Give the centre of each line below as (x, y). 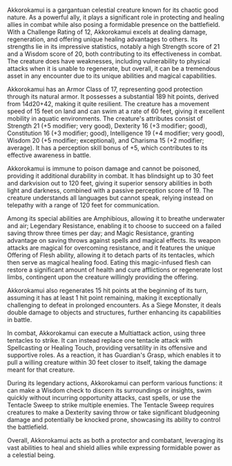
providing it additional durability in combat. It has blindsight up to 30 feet (110, 176)
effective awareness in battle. (49, 155)
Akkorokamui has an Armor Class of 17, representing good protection (105, 89)
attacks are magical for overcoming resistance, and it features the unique (111, 248)
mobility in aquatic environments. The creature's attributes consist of (105, 119)
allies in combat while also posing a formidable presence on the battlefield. (114, 24)
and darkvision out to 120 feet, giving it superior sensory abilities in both (110, 183)
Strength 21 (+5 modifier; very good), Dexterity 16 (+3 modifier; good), (107, 126)
